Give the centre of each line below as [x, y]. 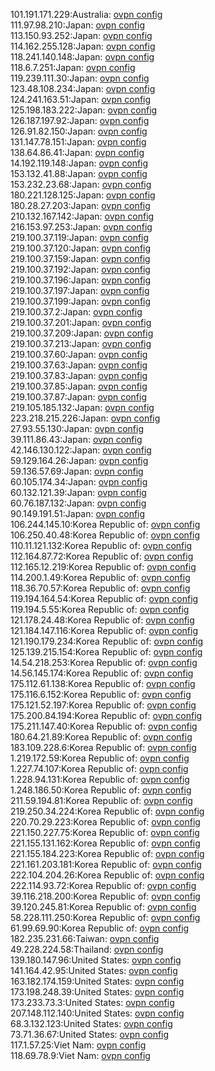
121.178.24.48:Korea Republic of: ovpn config [102, 620]
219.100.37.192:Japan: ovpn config [80, 269]
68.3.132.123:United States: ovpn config [91, 1023]
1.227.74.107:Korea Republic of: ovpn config [99, 768]
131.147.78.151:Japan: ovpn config [78, 142]
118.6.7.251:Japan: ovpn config [73, 67]
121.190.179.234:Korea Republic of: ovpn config [107, 641]
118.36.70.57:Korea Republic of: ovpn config [100, 588]
